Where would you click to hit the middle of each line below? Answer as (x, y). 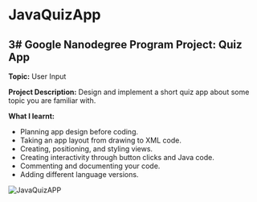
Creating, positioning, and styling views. (86, 149)
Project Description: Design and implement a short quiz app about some (129, 92)
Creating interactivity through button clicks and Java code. (117, 157)
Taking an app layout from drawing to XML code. (101, 140)
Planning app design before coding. (79, 132)
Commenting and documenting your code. (90, 166)
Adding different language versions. (79, 174)
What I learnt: (31, 116)
